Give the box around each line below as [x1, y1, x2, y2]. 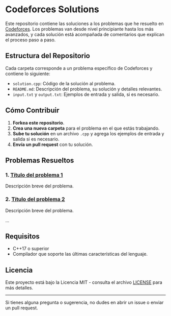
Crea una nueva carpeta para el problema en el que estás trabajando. [12, 125, 160, 131]
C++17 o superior [12, 246, 49, 252]
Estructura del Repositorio [5, 52, 90, 60]
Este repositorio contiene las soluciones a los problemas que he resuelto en [5, 20, 164, 27]
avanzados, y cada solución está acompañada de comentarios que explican [5, 31, 164, 37]
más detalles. [5, 285, 34, 291]
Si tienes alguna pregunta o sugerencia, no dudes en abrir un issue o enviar [5, 300, 164, 306]
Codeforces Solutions [5, 4, 99, 15]
